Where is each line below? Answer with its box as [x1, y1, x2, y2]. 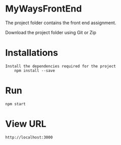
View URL [5, 118, 46, 129]
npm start [5, 101, 26, 106]
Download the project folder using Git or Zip [5, 29, 97, 35]
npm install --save [14, 68, 55, 73]
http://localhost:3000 [5, 134, 53, 140]
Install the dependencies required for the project [5, 63, 116, 68]
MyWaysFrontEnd [5, 3, 82, 15]
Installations [5, 47, 58, 58]
